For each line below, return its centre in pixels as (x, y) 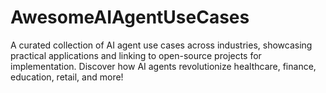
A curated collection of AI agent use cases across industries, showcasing (161, 45)
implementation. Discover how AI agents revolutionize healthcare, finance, (163, 66)
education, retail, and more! (67, 77)
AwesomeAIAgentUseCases (130, 17)
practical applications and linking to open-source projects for (136, 55)
